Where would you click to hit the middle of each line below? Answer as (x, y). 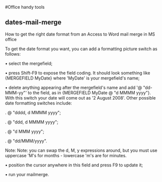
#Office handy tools (25, 7)
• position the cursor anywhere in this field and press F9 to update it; (74, 165)
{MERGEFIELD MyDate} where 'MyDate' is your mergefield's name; (72, 78)
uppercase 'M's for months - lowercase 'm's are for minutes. (66, 155)
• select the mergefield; (29, 63)
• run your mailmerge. (27, 174)
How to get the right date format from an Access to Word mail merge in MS (80, 34)
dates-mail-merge (33, 22)
